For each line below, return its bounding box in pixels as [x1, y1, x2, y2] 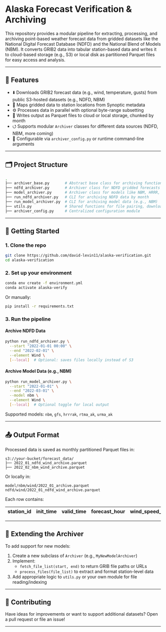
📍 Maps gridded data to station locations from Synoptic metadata [12, 102, 146, 108]
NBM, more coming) [12, 130, 53, 136]
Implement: [12, 558, 36, 564]
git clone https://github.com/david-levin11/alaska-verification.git [5, 253, 152, 258]
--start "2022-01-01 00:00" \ [9, 344, 72, 349]
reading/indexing [12, 579, 47, 585]
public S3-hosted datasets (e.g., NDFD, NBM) [12, 96, 105, 102]
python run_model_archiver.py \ [5, 379, 72, 384]
